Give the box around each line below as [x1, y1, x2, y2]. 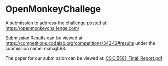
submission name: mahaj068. [5, 45, 67, 51]
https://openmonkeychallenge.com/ [5, 25, 80, 31]
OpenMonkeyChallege [5, 3, 101, 15]
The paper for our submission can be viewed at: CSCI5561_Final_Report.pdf [5, 55, 163, 61]
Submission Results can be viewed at [5, 35, 83, 41]
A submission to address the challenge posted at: [5, 20, 108, 26]
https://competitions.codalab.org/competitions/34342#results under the [5, 40, 155, 46]
